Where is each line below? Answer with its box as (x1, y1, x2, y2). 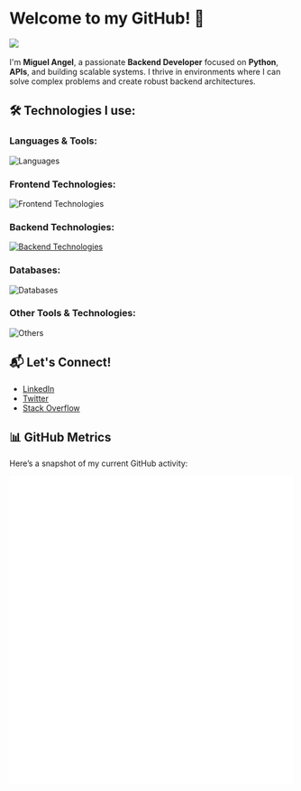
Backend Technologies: (9, 220, 115, 233)
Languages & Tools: (9, 135, 97, 147)
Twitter (22, 393, 50, 404)
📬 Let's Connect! (9, 355, 112, 370)
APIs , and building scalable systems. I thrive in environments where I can (9, 66, 281, 77)
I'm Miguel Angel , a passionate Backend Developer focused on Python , (9, 56, 279, 67)
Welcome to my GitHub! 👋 (9, 8, 205, 29)
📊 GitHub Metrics (9, 430, 112, 445)
